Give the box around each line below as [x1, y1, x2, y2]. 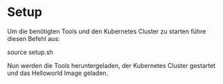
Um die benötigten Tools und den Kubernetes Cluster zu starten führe [7, 27, 206, 35]
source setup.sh [7, 48, 53, 56]
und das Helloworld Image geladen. [7, 69, 109, 77]
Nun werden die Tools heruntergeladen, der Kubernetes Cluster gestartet [7, 61, 216, 69]
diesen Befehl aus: [7, 34, 60, 42]
